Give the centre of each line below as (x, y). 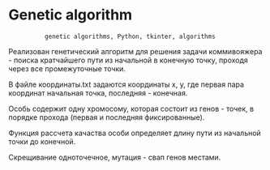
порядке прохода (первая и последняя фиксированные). (107, 117)
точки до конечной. (42, 141)
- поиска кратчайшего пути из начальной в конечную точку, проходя (129, 60)
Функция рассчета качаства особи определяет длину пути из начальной (135, 133)
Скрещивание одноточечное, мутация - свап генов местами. (115, 157)
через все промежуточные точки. (67, 68)
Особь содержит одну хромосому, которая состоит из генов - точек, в (131, 108)
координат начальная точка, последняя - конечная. (98, 93)
